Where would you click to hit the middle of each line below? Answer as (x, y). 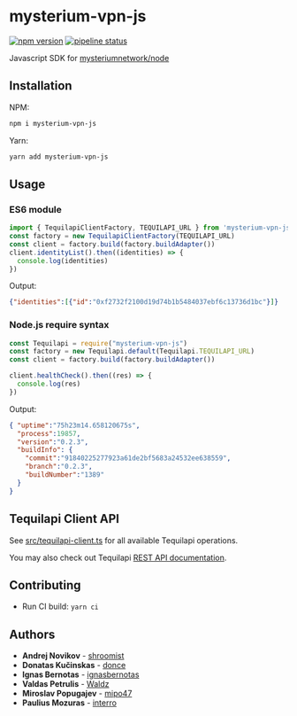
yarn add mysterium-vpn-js (59, 157)
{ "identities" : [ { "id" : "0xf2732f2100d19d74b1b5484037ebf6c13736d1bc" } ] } (144, 302)
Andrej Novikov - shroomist (73, 656)
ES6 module (35, 209)
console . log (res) (49, 384)
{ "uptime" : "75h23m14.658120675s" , (75, 425)
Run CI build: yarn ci (60, 607)
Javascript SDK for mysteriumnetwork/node (89, 58)
